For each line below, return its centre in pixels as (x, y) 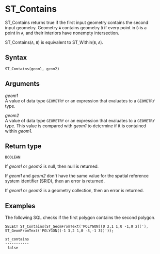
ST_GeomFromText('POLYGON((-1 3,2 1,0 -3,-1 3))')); (59, 231)
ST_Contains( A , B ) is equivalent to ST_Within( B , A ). (54, 42)
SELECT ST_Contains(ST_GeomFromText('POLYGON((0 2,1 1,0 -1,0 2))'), (77, 227)
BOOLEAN (13, 157)
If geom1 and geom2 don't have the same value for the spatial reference (77, 176)
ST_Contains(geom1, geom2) (32, 69)
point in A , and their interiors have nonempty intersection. (62, 33)
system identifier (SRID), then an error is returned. (55, 181)
